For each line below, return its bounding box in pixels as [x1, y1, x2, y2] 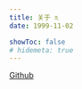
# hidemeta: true [9, 45, 74, 54]
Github [9, 70, 34, 81]
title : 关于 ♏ [9, 12, 60, 22]
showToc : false [9, 37, 66, 46]
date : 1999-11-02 [9, 21, 74, 30]
